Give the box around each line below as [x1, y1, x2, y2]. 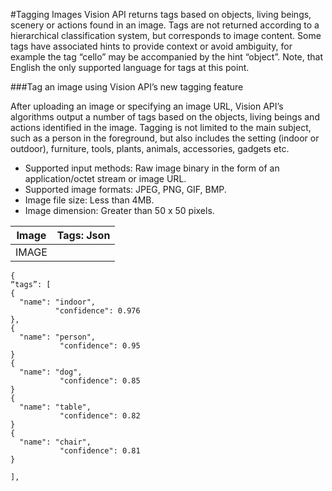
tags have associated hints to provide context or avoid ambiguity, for [10, 40, 293, 52]
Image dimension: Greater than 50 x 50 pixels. [24, 205, 215, 216]
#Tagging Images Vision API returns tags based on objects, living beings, [10, 9, 312, 20]
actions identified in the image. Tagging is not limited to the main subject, [10, 122, 312, 133]
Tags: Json [56, 229, 111, 242]
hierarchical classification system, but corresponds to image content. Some [10, 30, 322, 41]
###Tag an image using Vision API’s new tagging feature [10, 81, 244, 93]
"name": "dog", [19, 367, 83, 377]
